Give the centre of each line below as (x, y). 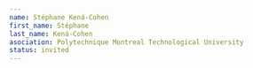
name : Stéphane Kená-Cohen (59, 17)
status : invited (39, 50)
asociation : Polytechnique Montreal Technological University (126, 42)
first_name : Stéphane (49, 26)
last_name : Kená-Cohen (51, 34)
